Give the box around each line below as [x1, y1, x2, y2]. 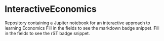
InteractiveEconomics [4, 3, 97, 15]
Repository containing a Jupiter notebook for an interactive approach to [4, 20, 150, 26]
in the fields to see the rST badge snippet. [4, 30, 90, 36]
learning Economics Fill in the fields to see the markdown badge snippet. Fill [4, 25, 160, 31]
